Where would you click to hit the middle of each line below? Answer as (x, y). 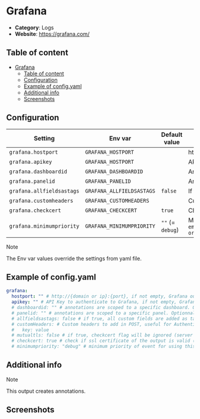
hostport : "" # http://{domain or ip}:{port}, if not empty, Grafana (99, 296)
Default (172, 134)
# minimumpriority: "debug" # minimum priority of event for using (97, 347)
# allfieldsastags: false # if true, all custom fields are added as (99, 319)
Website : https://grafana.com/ (52, 33)
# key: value (30, 330)
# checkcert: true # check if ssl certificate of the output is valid (101, 341)
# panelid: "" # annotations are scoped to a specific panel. (90, 313)
